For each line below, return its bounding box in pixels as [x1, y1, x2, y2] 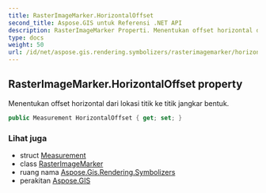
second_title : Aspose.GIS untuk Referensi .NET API [8, 19, 182, 27]
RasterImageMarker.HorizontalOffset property [8, 78, 243, 91]
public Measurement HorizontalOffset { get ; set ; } [8, 114, 182, 122]
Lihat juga [8, 132, 47, 143]
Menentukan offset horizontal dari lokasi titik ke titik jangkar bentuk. [8, 98, 230, 108]
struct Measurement [19, 150, 86, 160]
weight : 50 [8, 41, 44, 49]
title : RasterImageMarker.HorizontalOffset [8, 11, 154, 20]
